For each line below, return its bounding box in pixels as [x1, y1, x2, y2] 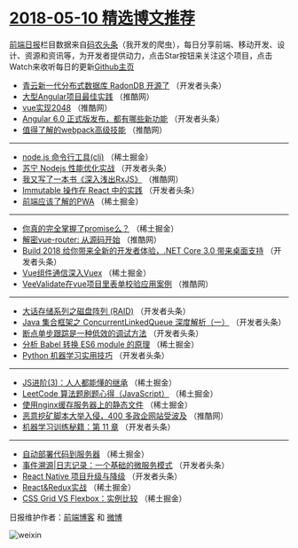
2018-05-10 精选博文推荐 [9, 8, 195, 28]
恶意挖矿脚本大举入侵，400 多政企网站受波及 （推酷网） [21, 410, 229, 421]
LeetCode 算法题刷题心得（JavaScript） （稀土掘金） [21, 388, 219, 399]
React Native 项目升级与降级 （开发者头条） [21, 471, 183, 481]
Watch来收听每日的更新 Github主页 [9, 61, 135, 72]
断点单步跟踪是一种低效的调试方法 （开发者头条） [21, 327, 204, 338]
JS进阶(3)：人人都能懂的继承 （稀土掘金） [21, 377, 177, 388]
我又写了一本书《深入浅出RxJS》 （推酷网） [21, 174, 184, 184]
